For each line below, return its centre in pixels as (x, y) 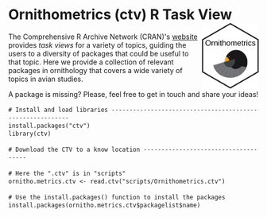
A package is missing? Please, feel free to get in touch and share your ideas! (133, 94)
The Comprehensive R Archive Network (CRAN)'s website (103, 37)
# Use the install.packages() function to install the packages (117, 197)
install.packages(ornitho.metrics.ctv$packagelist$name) (104, 205)
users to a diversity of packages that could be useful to (99, 53)
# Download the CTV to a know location (74, 149)
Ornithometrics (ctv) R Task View (120, 15)
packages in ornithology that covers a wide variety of (95, 70)
